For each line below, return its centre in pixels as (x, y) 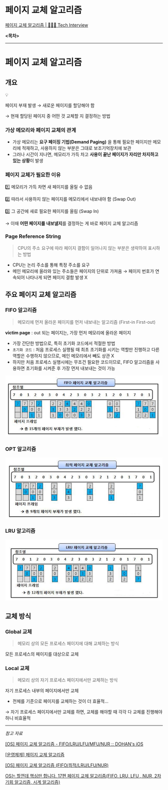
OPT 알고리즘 (21, 449)
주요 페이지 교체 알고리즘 (41, 295)
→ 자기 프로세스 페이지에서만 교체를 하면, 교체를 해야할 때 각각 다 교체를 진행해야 (84, 712)
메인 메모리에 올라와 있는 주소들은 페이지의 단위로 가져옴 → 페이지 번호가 (83, 271)
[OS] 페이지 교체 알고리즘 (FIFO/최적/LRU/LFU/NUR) (57, 766)
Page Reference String (33, 236)
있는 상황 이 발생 (28, 161)
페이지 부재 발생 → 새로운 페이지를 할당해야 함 (50, 105)
